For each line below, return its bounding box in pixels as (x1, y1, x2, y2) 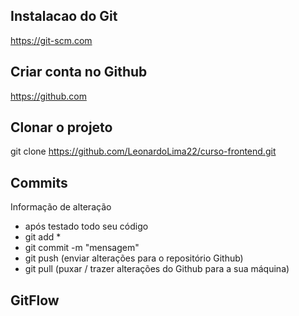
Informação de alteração (10, 201, 112, 213)
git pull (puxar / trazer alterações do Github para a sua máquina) (24, 263, 290, 275)
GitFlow (10, 292, 60, 309)
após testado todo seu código (24, 220, 149, 233)
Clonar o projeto (10, 119, 113, 136)
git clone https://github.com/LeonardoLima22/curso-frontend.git (10, 145, 277, 158)
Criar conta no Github (10, 64, 148, 81)
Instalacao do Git (10, 8, 118, 25)
